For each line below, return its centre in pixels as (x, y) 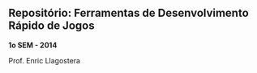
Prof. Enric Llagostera (45, 60)
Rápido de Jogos (51, 26)
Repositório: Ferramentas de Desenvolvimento (128, 13)
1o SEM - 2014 (33, 45)
